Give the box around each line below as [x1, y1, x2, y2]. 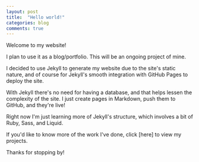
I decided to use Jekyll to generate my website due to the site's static [6, 65, 176, 72]
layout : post [6, 8, 39, 15]
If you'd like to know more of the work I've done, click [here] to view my [6, 131, 182, 138]
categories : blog [6, 20, 49, 26]
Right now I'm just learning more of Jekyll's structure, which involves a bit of [6, 113, 193, 120]
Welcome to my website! [6, 42, 67, 49]
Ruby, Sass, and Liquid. [6, 120, 64, 127]
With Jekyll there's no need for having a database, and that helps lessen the [6, 89, 192, 96]
